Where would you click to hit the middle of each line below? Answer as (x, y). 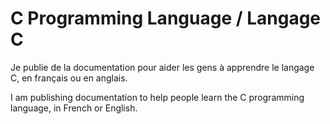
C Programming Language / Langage (166, 18)
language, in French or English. (74, 108)
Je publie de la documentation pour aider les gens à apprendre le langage (162, 67)
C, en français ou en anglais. (69, 78)
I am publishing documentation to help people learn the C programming (157, 97)
